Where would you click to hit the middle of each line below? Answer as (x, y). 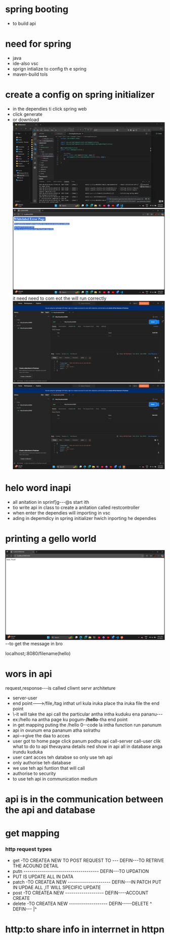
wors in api (29, 674)
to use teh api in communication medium (55, 779)
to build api (24, 23)
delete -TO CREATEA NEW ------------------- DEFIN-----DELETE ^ (82, 903)
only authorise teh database (42, 762)
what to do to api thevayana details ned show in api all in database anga (88, 746)
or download (26, 119)
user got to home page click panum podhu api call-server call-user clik (87, 741)
